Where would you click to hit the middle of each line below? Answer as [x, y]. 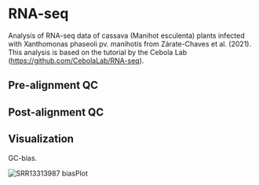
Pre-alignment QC [53, 85]
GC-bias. [23, 157]
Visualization [41, 139]
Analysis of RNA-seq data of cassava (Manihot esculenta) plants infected [126, 35]
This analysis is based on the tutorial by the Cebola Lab [98, 52]
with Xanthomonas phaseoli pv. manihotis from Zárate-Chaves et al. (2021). [130, 43]
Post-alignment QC [56, 112]
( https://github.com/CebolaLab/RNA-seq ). [76, 61]
